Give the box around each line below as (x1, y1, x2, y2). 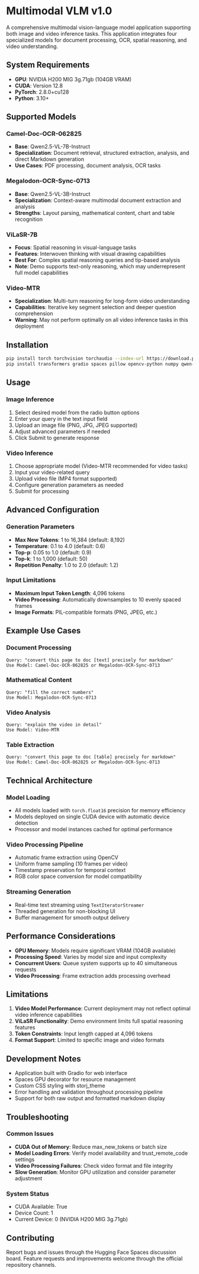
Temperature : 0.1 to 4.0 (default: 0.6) (14, 542, 105, 550)
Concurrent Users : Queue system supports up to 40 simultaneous (14, 959, 178, 966)
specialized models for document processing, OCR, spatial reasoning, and (6, 36, 187, 43)
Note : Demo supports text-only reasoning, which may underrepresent (14, 263, 185, 270)
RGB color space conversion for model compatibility (14, 873, 142, 880)
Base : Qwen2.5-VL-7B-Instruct (14, 143, 91, 150)
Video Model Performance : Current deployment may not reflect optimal (14, 1005, 191, 1012)
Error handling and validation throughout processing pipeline (14, 1088, 163, 1096)
